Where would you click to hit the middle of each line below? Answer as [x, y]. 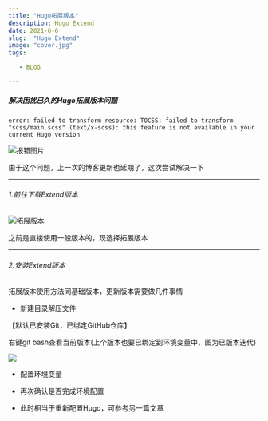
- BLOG [30, 68]
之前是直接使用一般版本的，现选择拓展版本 [78, 238]
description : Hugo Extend [51, 23]
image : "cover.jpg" [41, 46]
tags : [17, 53]
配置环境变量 [41, 374]
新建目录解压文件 [48, 308]
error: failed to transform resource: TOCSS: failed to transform [121, 121]
